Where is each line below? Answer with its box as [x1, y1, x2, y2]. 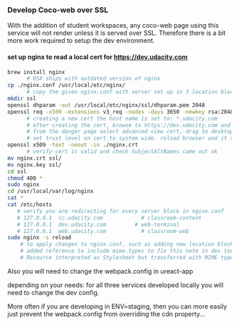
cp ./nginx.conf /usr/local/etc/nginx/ [7, 82, 126, 89]
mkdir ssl [7, 95, 37, 102]
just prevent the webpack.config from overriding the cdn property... [7, 309, 206, 318]
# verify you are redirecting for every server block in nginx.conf [16, 207, 224, 215]
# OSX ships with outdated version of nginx [26, 75, 161, 83]
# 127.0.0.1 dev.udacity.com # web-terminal [16, 221, 180, 228]
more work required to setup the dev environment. [7, 36, 155, 45]
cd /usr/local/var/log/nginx [7, 187, 94, 195]
